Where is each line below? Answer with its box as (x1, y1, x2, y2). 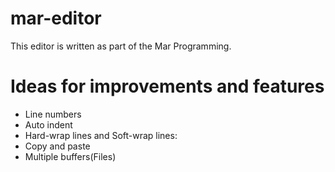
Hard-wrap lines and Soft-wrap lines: (24, 129, 178, 141)
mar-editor (10, 7, 102, 30)
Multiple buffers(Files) (24, 150, 117, 162)
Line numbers (24, 108, 82, 120)
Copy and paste (24, 140, 91, 152)
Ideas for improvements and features (10, 75, 325, 98)
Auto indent (24, 118, 73, 131)
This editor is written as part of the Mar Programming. (10, 40, 232, 52)
